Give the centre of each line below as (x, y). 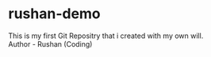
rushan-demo (54, 14)
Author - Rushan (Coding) (50, 44)
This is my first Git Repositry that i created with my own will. (106, 36)
